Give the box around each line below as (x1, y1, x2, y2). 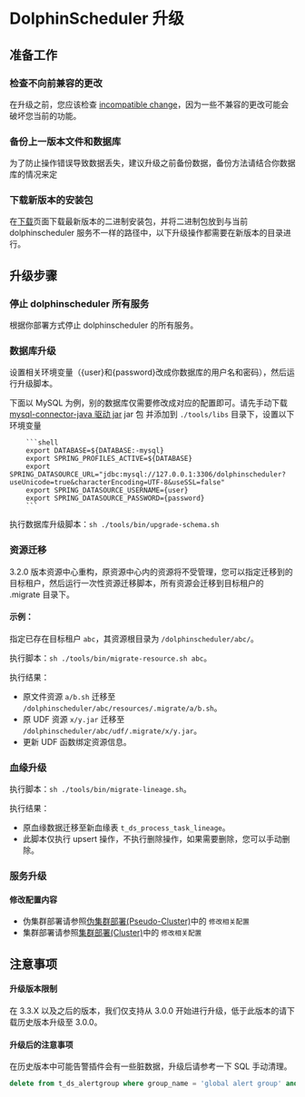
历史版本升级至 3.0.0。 (16, 1016, 103, 1027)
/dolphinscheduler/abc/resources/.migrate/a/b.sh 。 (22, 702, 222, 713)
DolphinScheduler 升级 (9, 8, 184, 29)
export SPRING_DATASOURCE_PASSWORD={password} (25, 494, 205, 504)
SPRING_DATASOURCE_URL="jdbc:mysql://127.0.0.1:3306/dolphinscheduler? (9, 470, 286, 479)
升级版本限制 (9, 984, 57, 994)
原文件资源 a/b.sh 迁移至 (22, 691, 116, 701)
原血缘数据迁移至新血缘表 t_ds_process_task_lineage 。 (22, 822, 231, 833)
